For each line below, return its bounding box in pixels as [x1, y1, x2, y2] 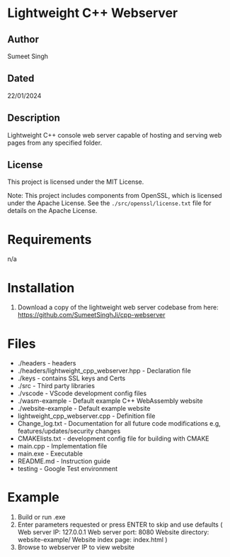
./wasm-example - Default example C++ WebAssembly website [17, 397, 203, 405]
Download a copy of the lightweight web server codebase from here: [17, 303, 219, 311]
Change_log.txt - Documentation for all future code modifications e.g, [17, 419, 221, 428]
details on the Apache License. [7, 206, 98, 215]
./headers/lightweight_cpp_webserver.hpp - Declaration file [17, 367, 191, 375]
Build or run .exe [17, 513, 66, 522]
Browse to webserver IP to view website [17, 543, 135, 551]
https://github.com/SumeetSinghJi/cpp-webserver [17, 311, 166, 319]
